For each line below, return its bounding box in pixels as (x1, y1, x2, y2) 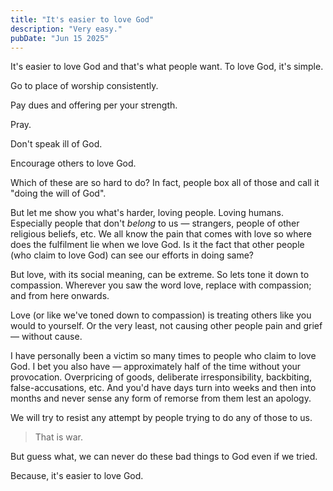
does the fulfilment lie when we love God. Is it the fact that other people (10, 239, 305, 251)
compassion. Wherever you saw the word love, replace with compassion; (10, 279, 312, 291)
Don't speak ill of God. (10, 138, 103, 150)
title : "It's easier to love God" (10, 14, 155, 25)
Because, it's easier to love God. (10, 470, 144, 482)
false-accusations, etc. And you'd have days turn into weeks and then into (10, 382, 317, 394)
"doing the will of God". (10, 187, 107, 200)
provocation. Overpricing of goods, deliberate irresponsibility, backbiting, (10, 371, 312, 383)
